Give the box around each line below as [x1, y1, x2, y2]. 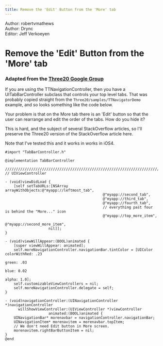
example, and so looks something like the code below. [5, 102, 113, 108]
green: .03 [5, 260, 27, 265]
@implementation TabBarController [5, 158, 75, 163]
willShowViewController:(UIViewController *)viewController [17, 307, 142, 312]
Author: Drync [5, 25, 33, 32]
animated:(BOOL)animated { [48, 311, 103, 316]
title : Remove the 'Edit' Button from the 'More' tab [5, 7, 116, 12]
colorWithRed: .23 [5, 252, 42, 257]
